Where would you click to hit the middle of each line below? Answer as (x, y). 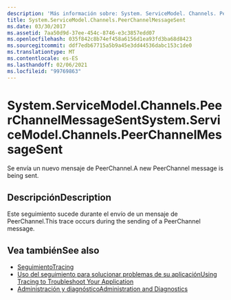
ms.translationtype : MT (41, 52)
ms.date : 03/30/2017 (37, 26)
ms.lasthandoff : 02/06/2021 (47, 65)
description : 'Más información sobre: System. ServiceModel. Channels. (112, 13)
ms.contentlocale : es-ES (43, 59)
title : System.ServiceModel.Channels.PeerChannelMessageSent (97, 20)
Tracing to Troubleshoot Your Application (75, 282)
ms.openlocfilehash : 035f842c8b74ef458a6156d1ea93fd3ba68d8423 (100, 39)
